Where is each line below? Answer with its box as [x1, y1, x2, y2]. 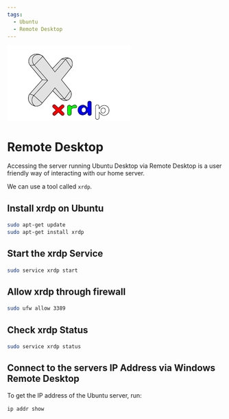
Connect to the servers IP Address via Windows [7, 362, 216, 374]
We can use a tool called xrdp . [7, 182, 93, 191]
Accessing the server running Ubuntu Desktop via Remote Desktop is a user [7, 162, 222, 170]
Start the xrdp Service [7, 248, 104, 259]
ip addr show [7, 405, 45, 412]
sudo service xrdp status [7, 343, 81, 350]
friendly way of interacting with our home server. [7, 169, 145, 178]
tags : [7, 11, 23, 18]
